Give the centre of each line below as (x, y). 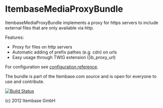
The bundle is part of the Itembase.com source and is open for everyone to (81, 76)
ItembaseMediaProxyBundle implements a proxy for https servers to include (82, 23)
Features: (15, 37)
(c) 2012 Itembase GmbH (30, 100)
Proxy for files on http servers (42, 47)
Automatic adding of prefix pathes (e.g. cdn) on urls (64, 52)
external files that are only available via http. (50, 27)
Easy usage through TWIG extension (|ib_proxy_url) (64, 57)
